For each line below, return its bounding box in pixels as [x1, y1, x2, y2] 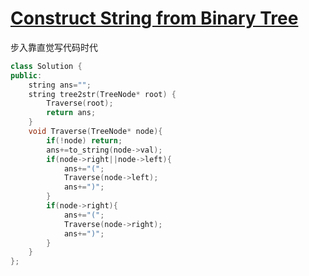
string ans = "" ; [28, 80, 92, 90]
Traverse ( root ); [46, 98, 114, 109]
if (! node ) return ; [46, 135, 123, 146]
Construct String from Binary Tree [10, 7, 299, 30]
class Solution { [10, 61, 83, 71]
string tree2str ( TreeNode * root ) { [28, 89, 177, 99]
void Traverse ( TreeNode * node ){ [28, 127, 163, 137]
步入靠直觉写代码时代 [10, 41, 98, 53]
